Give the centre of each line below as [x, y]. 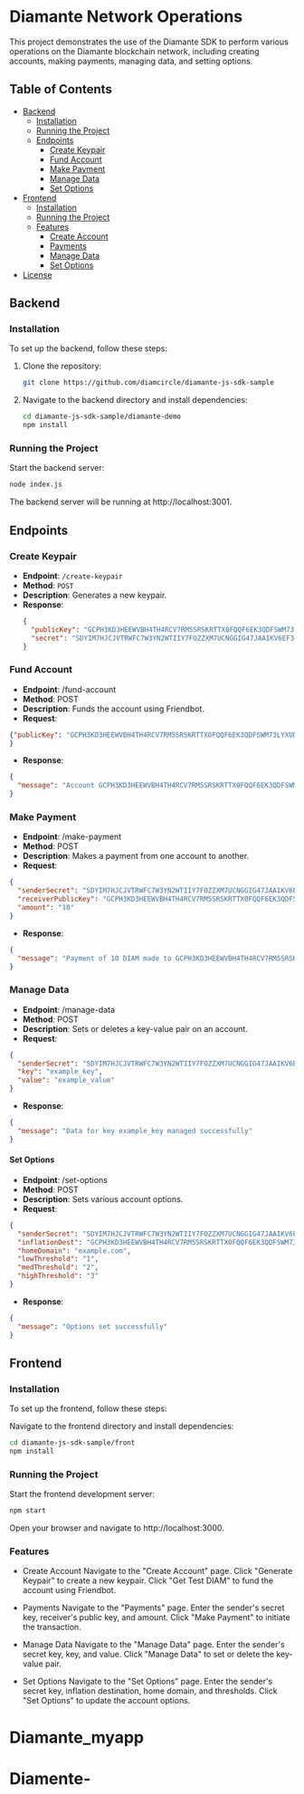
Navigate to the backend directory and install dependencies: [135, 400]
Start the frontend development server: [82, 1494]
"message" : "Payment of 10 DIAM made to [95, 958]
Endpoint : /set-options [65, 1179]
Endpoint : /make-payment [72, 837]
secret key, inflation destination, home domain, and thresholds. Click [150, 1691]
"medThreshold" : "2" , [58, 1268]
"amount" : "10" [46, 908]
